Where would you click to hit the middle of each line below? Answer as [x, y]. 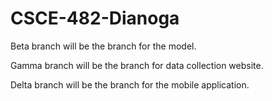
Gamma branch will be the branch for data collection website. [137, 65]
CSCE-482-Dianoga [95, 18]
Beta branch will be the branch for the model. [103, 46]
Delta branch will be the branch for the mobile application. [130, 84]
